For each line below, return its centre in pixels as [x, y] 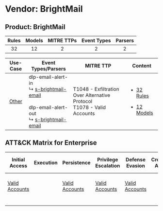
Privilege [107, 159]
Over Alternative [92, 95]
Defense [135, 159]
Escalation [108, 165]
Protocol [83, 101]
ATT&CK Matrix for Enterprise [51, 143]
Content [142, 66]
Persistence [76, 162]
